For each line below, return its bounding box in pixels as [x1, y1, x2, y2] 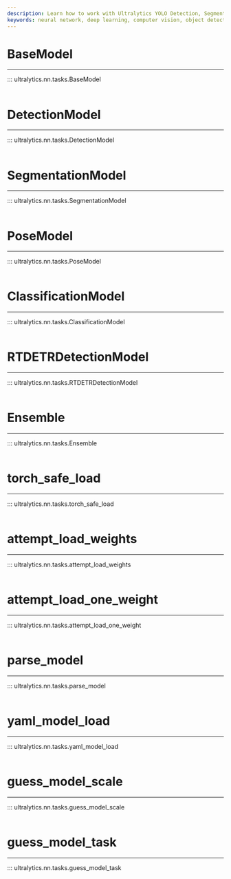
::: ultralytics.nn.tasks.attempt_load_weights [7, 560, 131, 569]
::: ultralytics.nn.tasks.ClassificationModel [7, 318, 125, 326]
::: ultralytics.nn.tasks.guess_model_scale [7, 803, 125, 811]
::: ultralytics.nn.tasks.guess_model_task [7, 863, 122, 871]
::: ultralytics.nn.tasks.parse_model [7, 681, 107, 690]
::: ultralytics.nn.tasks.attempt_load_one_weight [7, 621, 142, 629]
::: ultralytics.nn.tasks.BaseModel [7, 75, 101, 83]
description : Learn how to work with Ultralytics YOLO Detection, [7, 10, 201, 17]
